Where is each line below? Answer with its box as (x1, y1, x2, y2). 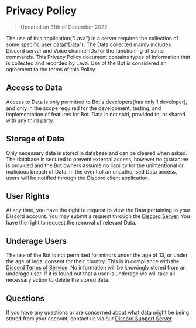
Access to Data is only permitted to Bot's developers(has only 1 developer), (6, 98, 188, 105)
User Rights (6, 191, 50, 201)
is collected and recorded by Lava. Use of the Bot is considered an (6, 60, 167, 67)
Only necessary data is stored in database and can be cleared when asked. (6, 149, 188, 156)
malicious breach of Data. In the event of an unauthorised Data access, (6, 168, 177, 175)
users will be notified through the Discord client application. (6, 174, 150, 181)
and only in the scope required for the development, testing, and (6, 104, 161, 112)
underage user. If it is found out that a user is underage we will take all (6, 270, 176, 277)
